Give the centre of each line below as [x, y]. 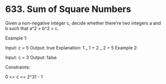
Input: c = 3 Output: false [31, 57]
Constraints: [18, 67]
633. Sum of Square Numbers [68, 9]
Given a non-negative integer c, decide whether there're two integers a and [83, 23]
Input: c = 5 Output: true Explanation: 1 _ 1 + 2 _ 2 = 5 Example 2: [71, 47]
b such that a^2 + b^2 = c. [32, 28]
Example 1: [16, 38]
